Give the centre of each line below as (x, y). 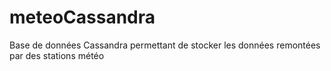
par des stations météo (57, 55)
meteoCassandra (82, 17)
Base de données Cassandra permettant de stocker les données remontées (165, 45)
